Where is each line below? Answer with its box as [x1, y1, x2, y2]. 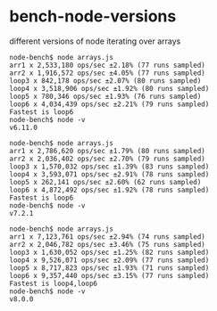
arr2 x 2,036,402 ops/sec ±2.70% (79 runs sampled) [9, 154, 205, 163]
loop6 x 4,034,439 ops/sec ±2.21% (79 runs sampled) [9, 100, 210, 109]
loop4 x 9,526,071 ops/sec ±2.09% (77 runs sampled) [9, 256, 210, 265]
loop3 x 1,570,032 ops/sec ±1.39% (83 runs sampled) [9, 162, 210, 171]
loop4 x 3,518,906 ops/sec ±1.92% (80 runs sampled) [9, 84, 210, 93]
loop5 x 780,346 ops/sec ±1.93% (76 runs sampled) [9, 92, 202, 101]
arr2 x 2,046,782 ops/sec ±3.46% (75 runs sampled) [9, 240, 205, 249]
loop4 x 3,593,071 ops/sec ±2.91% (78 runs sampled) [9, 169, 210, 179]
